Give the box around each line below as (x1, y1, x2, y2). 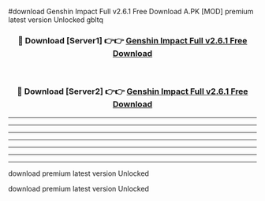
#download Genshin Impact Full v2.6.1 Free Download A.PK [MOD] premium (8, 7, 254, 16)
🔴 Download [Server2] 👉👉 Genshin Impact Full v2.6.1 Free (17, 86, 248, 97)
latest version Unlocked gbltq (8, 15, 104, 24)
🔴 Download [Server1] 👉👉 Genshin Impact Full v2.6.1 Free (17, 35, 248, 46)
